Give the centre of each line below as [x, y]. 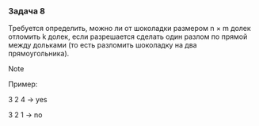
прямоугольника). [39, 54]
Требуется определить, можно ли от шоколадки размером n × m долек [129, 29]
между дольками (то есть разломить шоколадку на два [103, 45]
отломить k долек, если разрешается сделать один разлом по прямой [128, 36]
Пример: [23, 84]
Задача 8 [27, 11]
